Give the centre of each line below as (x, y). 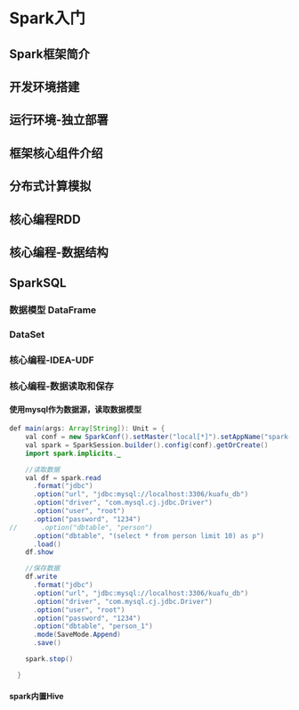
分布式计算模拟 (50, 187)
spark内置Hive (36, 697)
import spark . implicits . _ (73, 453)
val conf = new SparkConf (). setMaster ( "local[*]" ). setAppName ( (145, 437)
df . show (39, 552)
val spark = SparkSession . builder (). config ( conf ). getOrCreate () (147, 445)
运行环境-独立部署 (59, 120)
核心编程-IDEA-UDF (52, 360)
